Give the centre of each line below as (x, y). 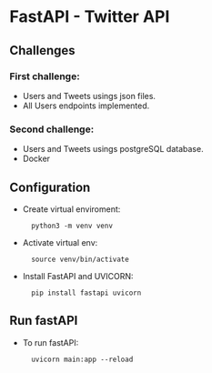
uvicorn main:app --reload (82, 359)
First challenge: (45, 76)
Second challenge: (52, 129)
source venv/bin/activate (80, 259)
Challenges (42, 50)
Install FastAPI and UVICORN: (78, 276)
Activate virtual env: (60, 242)
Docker (36, 159)
